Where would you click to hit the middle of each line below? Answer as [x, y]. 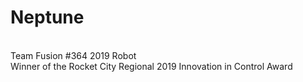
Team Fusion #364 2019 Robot [73, 55]
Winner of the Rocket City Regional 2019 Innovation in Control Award [151, 66]
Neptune [47, 17]
